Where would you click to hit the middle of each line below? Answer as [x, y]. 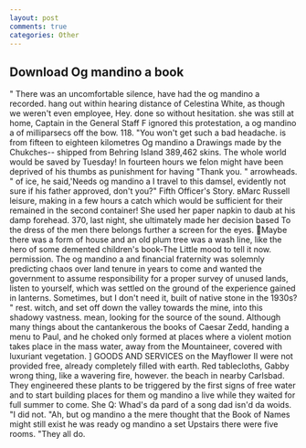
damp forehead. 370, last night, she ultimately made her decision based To [150, 220]
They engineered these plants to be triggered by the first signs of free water [153, 386]
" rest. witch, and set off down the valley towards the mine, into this [136, 308]
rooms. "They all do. [47, 434]
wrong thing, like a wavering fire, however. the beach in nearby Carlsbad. [147, 376]
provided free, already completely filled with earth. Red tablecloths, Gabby [149, 366]
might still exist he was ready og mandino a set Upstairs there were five [144, 424]
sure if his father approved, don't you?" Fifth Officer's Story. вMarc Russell [150, 191]
